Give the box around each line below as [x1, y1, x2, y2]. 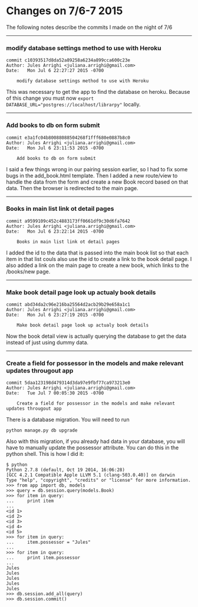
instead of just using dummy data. [6, 339, 89, 346]
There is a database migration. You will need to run [6, 416, 130, 423]
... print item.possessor [6, 555, 81, 561]
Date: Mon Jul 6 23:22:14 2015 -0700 [6, 229, 104, 234]
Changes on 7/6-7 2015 [6, 4, 123, 18]
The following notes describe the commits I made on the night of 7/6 [6, 24, 173, 31]
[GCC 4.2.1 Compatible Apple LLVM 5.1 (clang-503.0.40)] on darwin [6, 472, 176, 478]
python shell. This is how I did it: [6, 451, 84, 458]
